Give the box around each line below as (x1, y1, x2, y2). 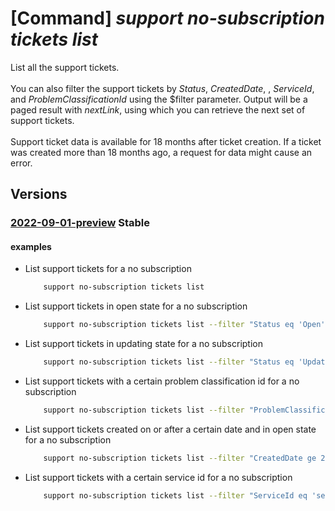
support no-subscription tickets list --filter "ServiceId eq (43, 490, 308, 501)
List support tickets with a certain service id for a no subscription (24, 471, 293, 483)
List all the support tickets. (10, 61, 120, 73)
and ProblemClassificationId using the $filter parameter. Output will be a (10, 93, 308, 105)
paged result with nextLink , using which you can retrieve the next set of (10, 103, 306, 116)
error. (10, 157, 33, 169)
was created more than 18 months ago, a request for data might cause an (10, 146, 313, 158)
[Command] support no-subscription (10, 7, 325, 30)
